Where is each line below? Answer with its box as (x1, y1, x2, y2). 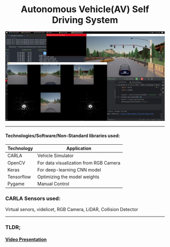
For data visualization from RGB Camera (37, 159, 120, 166)
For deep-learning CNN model (37, 167, 101, 173)
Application (66, 145, 92, 151)
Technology (7, 145, 33, 151)
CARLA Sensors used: (5, 195, 61, 202)
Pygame (7, 181, 25, 187)
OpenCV (7, 159, 25, 166)
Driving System (52, 14, 118, 26)
